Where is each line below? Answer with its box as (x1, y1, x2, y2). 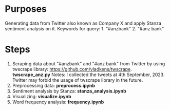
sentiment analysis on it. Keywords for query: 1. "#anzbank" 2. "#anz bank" (5, 25, 164, 31)
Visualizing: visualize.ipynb (12, 93, 71, 99)
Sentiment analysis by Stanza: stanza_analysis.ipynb (12, 88, 126, 94)
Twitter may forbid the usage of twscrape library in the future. (12, 77, 143, 83)
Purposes (5, 3, 47, 15)
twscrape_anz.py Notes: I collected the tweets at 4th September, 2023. (12, 71, 165, 78)
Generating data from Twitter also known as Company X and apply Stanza (5, 20, 162, 26)
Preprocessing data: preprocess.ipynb (12, 82, 96, 88)
